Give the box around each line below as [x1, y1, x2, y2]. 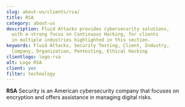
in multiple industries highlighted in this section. [12, 37, 150, 43]
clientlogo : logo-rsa [6, 54, 61, 60]
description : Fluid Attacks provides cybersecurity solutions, [6, 25, 170, 32]
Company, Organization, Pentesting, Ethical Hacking [12, 48, 148, 54]
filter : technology [6, 71, 56, 77]
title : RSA [6, 15, 34, 21]
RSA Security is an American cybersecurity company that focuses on [6, 87, 180, 94]
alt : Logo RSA [6, 59, 42, 65]
